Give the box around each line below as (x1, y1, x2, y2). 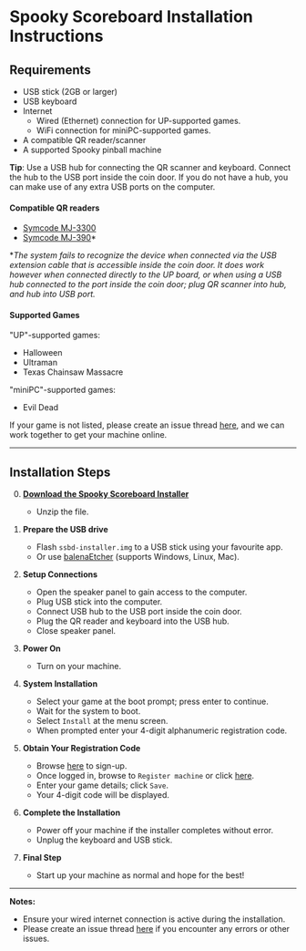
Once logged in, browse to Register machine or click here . (36, 770, 255, 781)
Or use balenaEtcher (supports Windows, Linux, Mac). (36, 552, 240, 563)
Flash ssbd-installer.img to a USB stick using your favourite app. (36, 542, 284, 553)
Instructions (9, 26, 104, 47)
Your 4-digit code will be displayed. (36, 790, 170, 801)
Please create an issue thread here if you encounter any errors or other (22, 924, 290, 935)
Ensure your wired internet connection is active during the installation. (22, 914, 286, 925)
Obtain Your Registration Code (22, 743, 141, 754)
